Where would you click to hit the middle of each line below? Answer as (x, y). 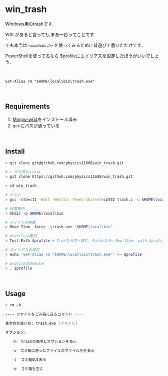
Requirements (27, 107)
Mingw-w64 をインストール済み (45, 119)
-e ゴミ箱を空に (27, 369)
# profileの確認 (21, 236)
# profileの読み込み (24, 263)
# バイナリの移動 (20, 222)
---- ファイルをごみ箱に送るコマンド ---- (44, 314)
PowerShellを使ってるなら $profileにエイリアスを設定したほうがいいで (78, 56)
